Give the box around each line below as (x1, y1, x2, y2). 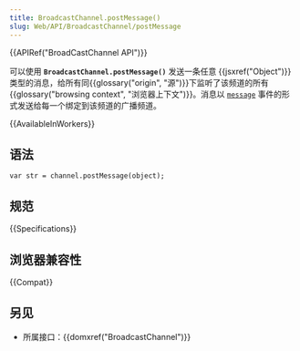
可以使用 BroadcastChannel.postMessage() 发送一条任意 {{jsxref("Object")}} (9, 66, 292, 77)
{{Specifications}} (9, 223, 78, 234)
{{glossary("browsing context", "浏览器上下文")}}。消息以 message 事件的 (9, 88, 283, 99)
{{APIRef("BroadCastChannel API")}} (9, 46, 148, 57)
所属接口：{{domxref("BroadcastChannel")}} (22, 331, 191, 342)
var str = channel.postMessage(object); (9, 171, 166, 181)
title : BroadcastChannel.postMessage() (9, 13, 161, 23)
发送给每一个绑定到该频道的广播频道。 (16, 99, 161, 110)
